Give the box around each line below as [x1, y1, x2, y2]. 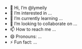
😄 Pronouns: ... [9, 33, 42, 39]
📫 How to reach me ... [9, 26, 56, 32]
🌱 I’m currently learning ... [9, 15, 63, 21]
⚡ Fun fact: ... [9, 39, 37, 45]
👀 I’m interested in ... [9, 10, 52, 16]
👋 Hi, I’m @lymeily [9, 5, 47, 10]
